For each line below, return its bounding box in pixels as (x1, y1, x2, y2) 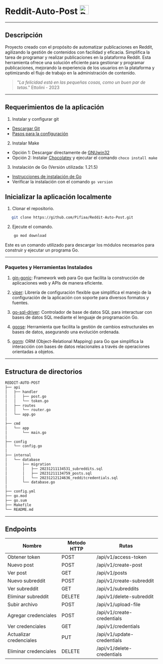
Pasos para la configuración (12, 130, 68, 136)
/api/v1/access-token (96, 554, 147, 560)
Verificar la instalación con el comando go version (12, 179, 113, 184)
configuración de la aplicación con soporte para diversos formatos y (12, 295, 149, 301)
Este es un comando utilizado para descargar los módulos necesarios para (5, 242, 154, 248)
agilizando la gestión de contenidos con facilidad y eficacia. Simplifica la (5, 49, 150, 55)
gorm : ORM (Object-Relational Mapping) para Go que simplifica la (12, 339, 144, 344)
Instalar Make (12, 140, 40, 146)
